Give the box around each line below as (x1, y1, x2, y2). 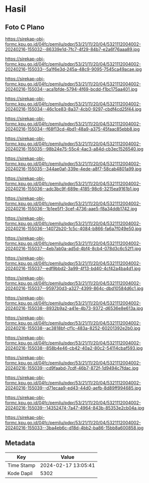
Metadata (5, 439, 35, 447)
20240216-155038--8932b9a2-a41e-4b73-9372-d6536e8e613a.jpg (5, 305, 143, 311)
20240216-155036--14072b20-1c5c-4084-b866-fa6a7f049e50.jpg (5, 226, 142, 231)
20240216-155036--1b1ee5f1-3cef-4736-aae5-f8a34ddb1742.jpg (5, 206, 137, 211)
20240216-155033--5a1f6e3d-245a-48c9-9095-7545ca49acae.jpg (5, 66, 142, 72)
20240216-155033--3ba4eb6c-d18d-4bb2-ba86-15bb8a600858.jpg (5, 425, 144, 431)
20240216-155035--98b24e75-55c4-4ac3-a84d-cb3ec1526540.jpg (5, 146, 144, 152)
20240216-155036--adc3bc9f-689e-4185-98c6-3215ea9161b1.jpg (5, 186, 140, 192)
